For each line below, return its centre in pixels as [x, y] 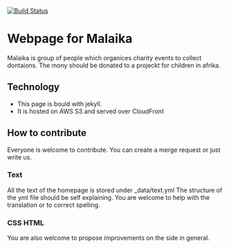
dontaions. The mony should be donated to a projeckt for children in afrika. [114, 65]
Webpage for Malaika [70, 39]
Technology [34, 87]
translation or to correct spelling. [54, 205]
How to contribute [47, 133]
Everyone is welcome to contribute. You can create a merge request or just [114, 150]
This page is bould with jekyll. [59, 103]
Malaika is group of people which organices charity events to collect [104, 58]
